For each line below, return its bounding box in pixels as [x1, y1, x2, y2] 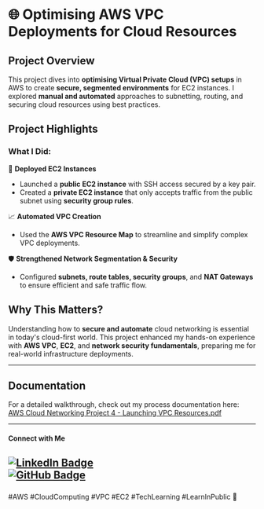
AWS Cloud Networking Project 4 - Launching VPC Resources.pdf [8, 408, 222, 418]
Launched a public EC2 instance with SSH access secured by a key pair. [19, 179, 256, 189]
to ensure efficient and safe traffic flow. [19, 280, 148, 290]
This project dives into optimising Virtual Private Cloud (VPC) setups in [8, 75, 242, 84]
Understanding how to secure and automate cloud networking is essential [8, 324, 250, 333]
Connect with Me [8, 434, 65, 443]
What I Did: [8, 146, 52, 157]
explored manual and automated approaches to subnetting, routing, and [8, 92, 244, 101]
